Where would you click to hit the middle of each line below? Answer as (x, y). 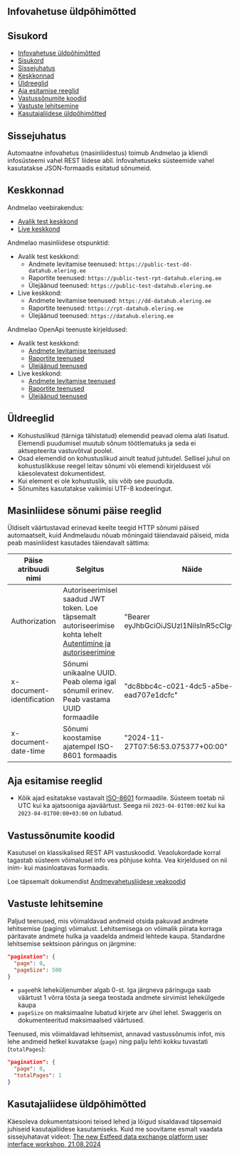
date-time (28, 751)
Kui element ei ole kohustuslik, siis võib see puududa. (96, 481)
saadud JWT (84, 599)
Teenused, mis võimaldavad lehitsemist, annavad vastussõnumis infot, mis (116, 1034)
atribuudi (33, 570)
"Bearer (137, 617)
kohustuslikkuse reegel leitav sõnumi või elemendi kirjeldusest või (114, 466)
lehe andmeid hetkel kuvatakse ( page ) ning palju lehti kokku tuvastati (108, 1042)
